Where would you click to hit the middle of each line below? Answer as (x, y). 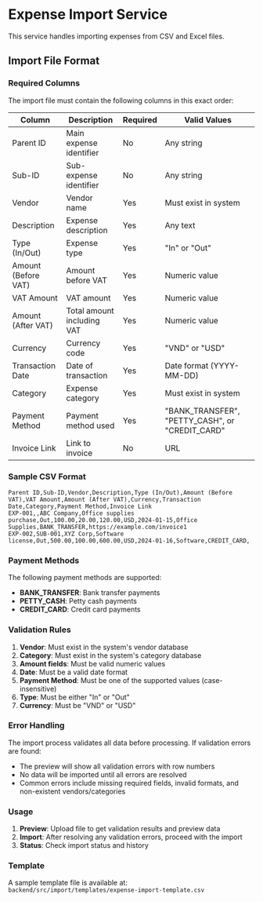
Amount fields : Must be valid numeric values (92, 663)
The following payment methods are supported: (85, 578)
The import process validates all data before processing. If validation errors (130, 743)
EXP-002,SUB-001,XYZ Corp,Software (66, 534)
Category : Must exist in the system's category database (110, 655)
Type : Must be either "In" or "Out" (75, 697)
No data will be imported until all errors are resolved (103, 774)
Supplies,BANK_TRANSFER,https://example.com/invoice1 (98, 527)
